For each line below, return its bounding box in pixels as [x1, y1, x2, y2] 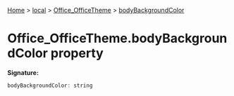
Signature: [7, 68, 39, 76]
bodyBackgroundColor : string [7, 82, 93, 89]
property [50, 46, 104, 62]
